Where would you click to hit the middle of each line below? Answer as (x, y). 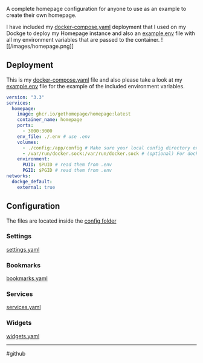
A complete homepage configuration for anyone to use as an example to (96, 9)
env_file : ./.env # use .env (54, 136)
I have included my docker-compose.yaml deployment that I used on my (96, 27)
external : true (36, 187)
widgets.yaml (23, 336)
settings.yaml (23, 249)
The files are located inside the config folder (61, 221)
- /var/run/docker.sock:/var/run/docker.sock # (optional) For (104, 154)
